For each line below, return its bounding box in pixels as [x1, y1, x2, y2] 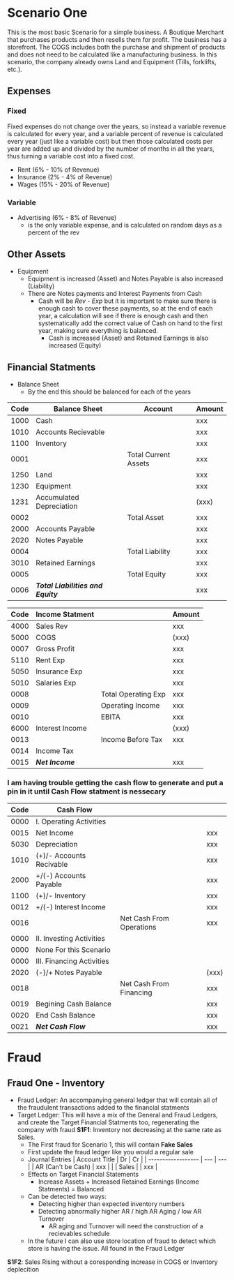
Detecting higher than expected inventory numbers [38, 1199, 185, 1208]
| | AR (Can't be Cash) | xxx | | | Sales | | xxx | [27, 1162, 158, 1170]
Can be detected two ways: [27, 1192, 107, 1200]
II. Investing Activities [36, 933, 106, 943]
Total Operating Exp [100, 689, 166, 699]
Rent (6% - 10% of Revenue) [17, 165, 100, 174]
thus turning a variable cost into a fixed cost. [7, 151, 135, 160]
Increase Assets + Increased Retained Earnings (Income [38, 1177, 200, 1186]
